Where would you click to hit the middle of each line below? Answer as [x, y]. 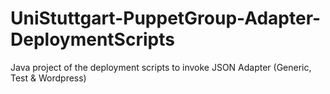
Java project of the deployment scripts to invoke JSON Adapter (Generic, [161, 67]
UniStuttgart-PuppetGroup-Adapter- [166, 18]
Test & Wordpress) [48, 78]
